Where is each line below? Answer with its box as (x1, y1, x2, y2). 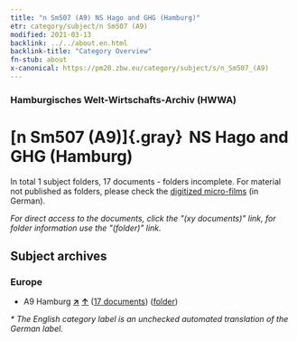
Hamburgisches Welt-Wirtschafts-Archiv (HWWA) (10, 93, 237, 106)
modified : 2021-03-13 (10, 30, 92, 39)
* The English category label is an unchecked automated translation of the (10, 314, 289, 325)
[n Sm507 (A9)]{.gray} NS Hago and (10, 127, 289, 147)
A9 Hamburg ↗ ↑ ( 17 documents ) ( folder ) (23, 296, 179, 308)
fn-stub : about (10, 55, 68, 64)
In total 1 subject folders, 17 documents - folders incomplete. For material (10, 175, 282, 186)
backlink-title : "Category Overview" (10, 47, 153, 56)
